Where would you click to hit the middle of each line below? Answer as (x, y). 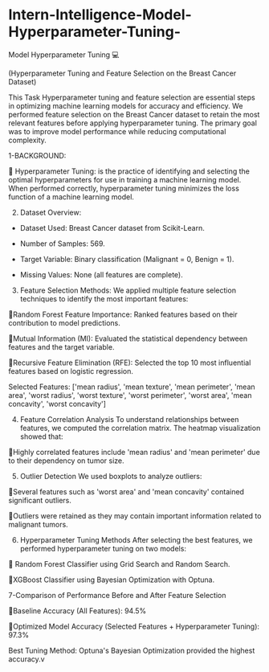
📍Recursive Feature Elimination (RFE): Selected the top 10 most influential (130, 363)
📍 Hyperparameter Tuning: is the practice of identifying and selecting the (129, 171)
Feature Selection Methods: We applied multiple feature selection (128, 290)
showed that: (41, 436)
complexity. (27, 140)
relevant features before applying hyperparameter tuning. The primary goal (132, 123)
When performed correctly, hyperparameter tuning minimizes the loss (124, 188)
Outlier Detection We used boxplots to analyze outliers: (111, 476)
